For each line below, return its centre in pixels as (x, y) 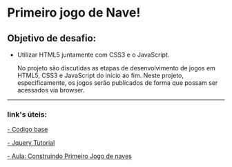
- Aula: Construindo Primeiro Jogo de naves (70, 156)
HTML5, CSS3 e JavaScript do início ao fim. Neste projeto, (100, 75)
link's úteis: (27, 114)
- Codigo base (28, 130)
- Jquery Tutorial (31, 143)
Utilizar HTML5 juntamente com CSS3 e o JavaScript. (93, 55)
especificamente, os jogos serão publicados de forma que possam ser (117, 83)
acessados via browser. (51, 90)
